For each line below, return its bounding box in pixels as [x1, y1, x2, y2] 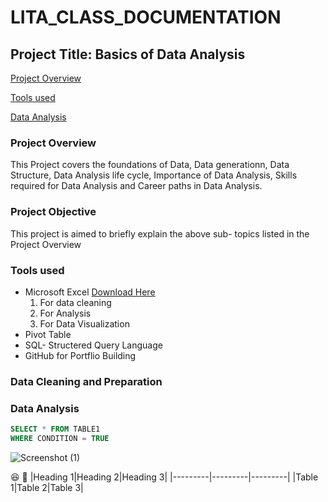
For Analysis [39, 307, 92, 319]
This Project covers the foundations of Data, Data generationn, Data [10, 159, 290, 171]
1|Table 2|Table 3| [10, 481, 84, 493]
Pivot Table [24, 328, 72, 340]
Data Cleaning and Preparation [10, 374, 163, 388]
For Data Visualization [39, 317, 130, 330]
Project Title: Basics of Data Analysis [10, 46, 246, 63]
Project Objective [10, 205, 97, 219]
